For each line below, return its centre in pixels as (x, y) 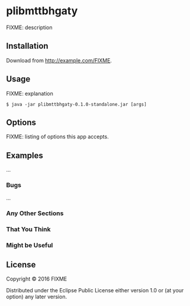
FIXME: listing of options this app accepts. (57, 137)
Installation (27, 46)
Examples (25, 155)
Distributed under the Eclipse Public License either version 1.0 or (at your (95, 291)
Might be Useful (30, 245)
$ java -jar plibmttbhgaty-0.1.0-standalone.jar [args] (76, 104)
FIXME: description (29, 27)
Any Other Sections (35, 213)
